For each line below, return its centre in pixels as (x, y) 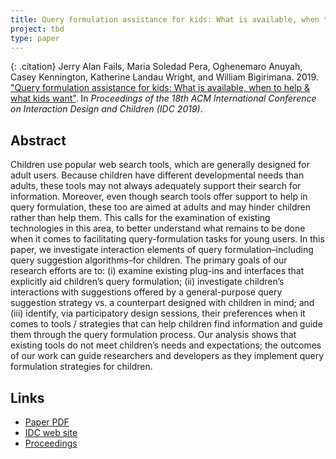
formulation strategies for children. (81, 367)
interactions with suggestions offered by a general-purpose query (146, 292)
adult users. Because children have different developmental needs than (157, 175)
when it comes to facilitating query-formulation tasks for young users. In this (167, 239)
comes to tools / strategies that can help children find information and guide (166, 324)
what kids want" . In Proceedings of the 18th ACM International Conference (163, 98)
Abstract (38, 140)
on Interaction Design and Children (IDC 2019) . (106, 109)
